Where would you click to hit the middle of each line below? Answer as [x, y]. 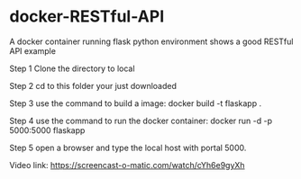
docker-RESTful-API [87, 17]
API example [33, 50]
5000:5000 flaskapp [47, 130]
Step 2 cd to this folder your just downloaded [93, 85]
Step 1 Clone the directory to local [72, 68]
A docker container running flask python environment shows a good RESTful [151, 41]
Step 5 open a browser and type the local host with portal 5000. [128, 148]
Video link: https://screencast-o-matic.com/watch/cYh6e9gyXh [127, 165]
